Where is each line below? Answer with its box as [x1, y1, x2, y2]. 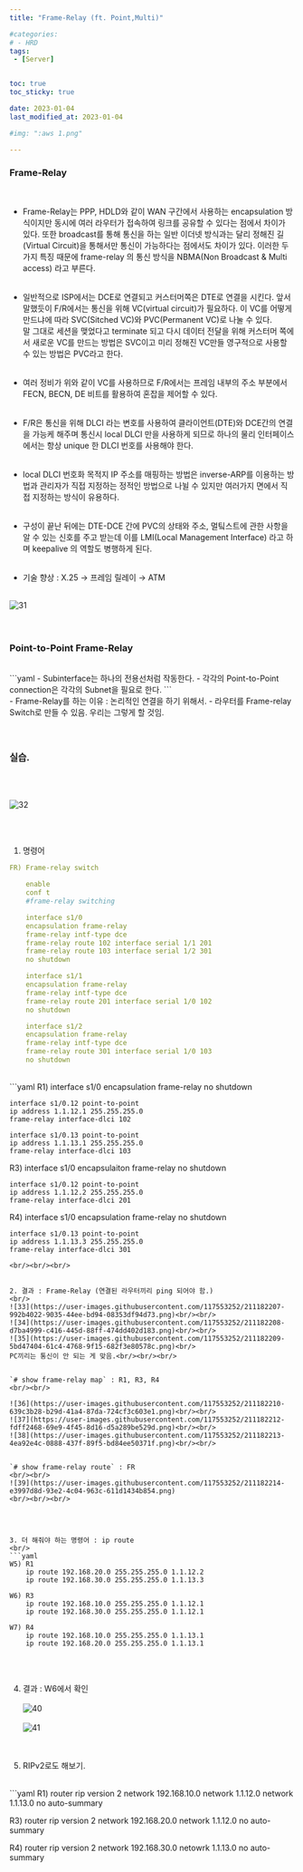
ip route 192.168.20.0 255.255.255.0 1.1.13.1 [25, 1638, 204, 1648]
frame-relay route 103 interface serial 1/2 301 [25, 946, 213, 956]
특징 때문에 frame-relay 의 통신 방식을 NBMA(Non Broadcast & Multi [39, 251, 288, 262]
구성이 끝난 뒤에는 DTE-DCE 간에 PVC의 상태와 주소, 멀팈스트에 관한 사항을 [22, 520, 289, 531]
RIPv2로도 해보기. [22, 1760, 86, 1770]
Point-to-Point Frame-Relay [9, 641, 134, 654]
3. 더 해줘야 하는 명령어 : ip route [9, 1536, 135, 1545]
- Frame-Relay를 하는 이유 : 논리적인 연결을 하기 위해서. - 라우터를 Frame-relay [9, 695, 292, 707]
